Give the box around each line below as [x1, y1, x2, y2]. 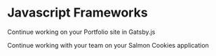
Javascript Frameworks [7, 5, 149, 21]
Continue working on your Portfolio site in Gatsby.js [7, 28, 156, 36]
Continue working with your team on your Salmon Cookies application [7, 41, 209, 49]
